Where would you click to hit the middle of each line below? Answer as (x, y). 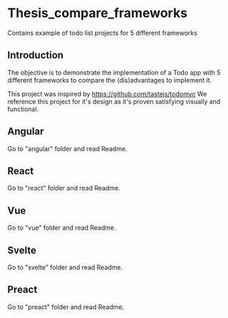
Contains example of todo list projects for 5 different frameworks (103, 33)
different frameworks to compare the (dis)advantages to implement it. (110, 80)
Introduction (36, 55)
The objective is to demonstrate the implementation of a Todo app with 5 (114, 72)
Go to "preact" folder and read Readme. (66, 307)
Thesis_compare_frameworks (97, 13)
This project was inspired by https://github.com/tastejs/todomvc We (107, 93)
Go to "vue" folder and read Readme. (62, 228)
